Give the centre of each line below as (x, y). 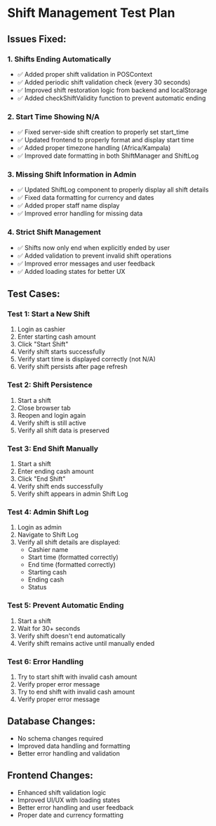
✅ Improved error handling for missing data (80, 213)
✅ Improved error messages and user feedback (86, 263)
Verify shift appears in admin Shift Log (73, 494)
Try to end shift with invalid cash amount (76, 692)
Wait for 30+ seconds (49, 628)
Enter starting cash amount (56, 337)
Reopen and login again (52, 415)
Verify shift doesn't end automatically (72, 636)
